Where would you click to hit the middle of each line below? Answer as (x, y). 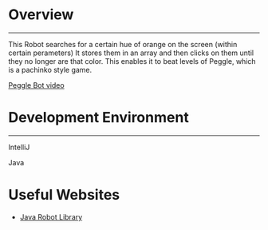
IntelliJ (19, 147)
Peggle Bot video (37, 85)
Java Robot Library (51, 216)
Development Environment (99, 118)
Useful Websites (64, 195)
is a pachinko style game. (50, 69)
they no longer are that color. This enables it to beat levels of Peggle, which (132, 61)
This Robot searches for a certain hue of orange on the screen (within (123, 44)
